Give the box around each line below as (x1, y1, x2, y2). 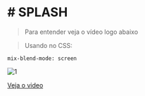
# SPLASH (7, 4, 68, 20)
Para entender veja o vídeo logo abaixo (24, 28, 139, 36)
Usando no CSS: (24, 41, 72, 49)
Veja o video (7, 80, 44, 89)
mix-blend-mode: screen (7, 54, 77, 62)
